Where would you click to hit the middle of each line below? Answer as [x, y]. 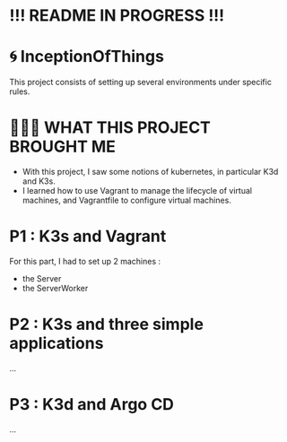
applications [57, 344]
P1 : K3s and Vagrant [88, 236]
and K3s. [39, 181]
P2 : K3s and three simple [107, 325]
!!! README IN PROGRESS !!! [117, 16]
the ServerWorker [55, 288]
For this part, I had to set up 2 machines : [85, 261]
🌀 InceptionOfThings [87, 57]
